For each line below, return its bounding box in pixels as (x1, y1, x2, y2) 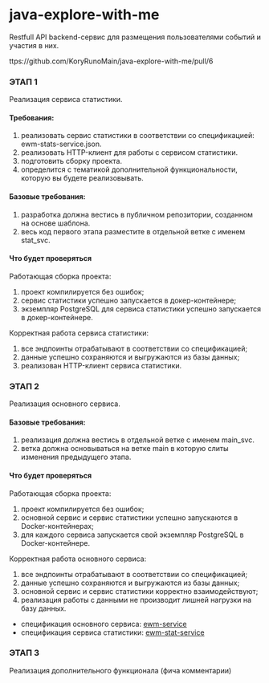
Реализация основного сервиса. (9, 399, 121, 409)
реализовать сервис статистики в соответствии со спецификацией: (20, 131, 255, 140)
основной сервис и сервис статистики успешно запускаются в (20, 512, 238, 522)
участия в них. (9, 40, 59, 50)
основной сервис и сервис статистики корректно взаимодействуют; (20, 586, 259, 596)
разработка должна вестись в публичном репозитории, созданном (20, 209, 254, 219)
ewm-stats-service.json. (20, 139, 103, 149)
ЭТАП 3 (9, 648, 39, 659)
